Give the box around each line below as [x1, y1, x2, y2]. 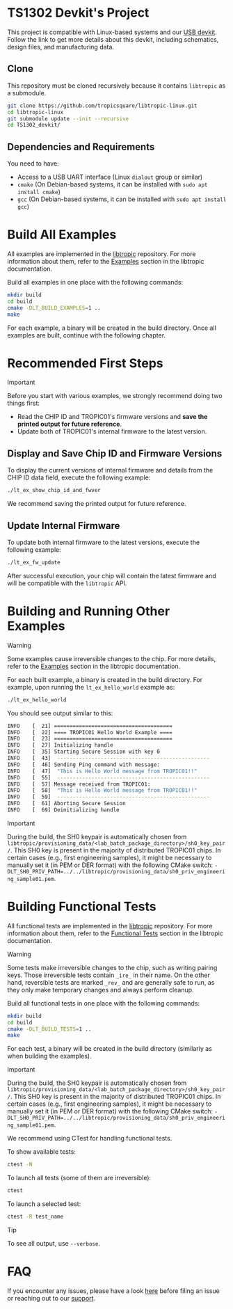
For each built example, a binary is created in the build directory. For [7, 675, 203, 683]
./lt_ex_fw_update [7, 559, 61, 566]
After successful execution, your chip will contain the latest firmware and [7, 571, 216, 580]
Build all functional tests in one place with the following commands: [7, 999, 200, 1007]
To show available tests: [7, 1148, 77, 1156]
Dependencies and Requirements [7, 141, 155, 152]
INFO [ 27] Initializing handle [7, 742, 113, 749]
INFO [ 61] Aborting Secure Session [7, 800, 127, 807]
